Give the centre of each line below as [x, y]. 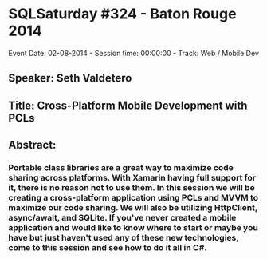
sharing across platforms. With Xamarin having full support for [132, 178]
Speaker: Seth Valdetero [70, 78]
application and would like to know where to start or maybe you [133, 228]
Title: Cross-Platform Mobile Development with [128, 105]
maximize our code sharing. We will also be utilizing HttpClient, [133, 208]
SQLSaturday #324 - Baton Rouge [122, 14]
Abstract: [32, 145]
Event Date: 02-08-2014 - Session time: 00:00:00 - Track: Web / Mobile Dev [133, 53]
